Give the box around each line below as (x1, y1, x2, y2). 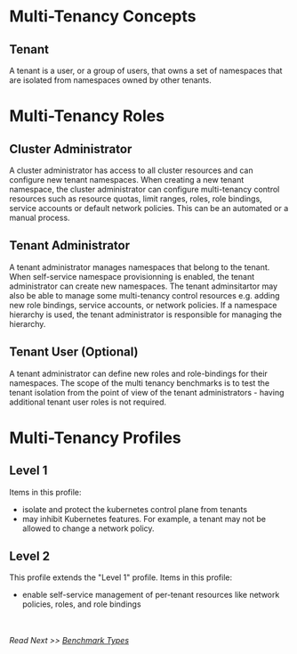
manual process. (9, 212, 70, 223)
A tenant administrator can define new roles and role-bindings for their (9, 368, 269, 379)
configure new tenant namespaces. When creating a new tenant (9, 175, 245, 184)
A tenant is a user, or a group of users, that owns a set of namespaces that (9, 65, 283, 76)
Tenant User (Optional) (9, 345, 139, 360)
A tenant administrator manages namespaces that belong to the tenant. (9, 261, 270, 273)
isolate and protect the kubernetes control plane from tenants (21, 503, 247, 514)
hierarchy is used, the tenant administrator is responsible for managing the (9, 309, 283, 320)
